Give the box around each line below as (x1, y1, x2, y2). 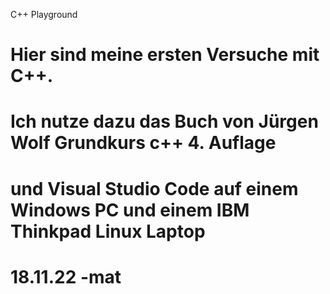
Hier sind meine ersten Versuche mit (10, 44, 320, 66)
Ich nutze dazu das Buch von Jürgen (10, 110, 319, 133)
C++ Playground (10, 9, 78, 20)
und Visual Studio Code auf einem (10, 177, 299, 200)
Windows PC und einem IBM (10, 199, 250, 221)
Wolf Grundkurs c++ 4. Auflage (10, 132, 277, 154)
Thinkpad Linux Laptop (10, 220, 206, 243)
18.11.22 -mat (10, 265, 122, 288)
